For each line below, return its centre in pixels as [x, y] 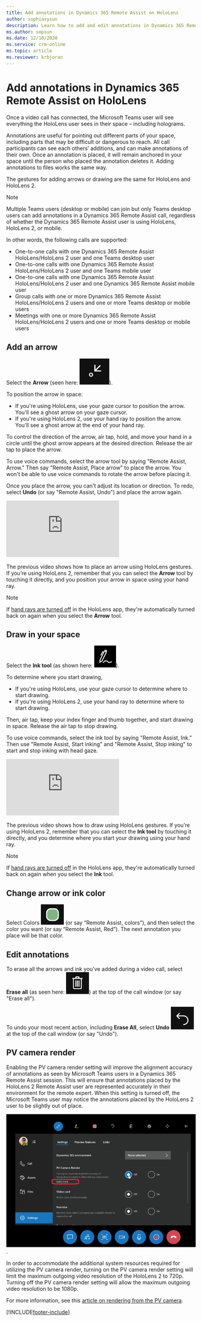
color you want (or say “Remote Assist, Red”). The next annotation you [94, 929]
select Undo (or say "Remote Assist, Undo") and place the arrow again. [94, 492]
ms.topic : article [29, 51]
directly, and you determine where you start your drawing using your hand [98, 838]
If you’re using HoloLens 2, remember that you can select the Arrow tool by [100, 573]
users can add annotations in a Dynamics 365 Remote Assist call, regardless [101, 215]
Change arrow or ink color [56, 893]
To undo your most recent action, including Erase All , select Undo [88, 1027]
